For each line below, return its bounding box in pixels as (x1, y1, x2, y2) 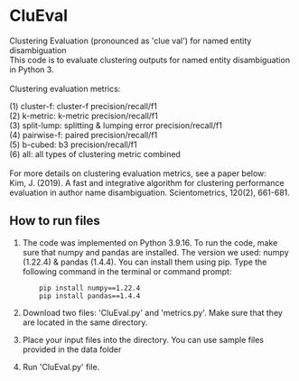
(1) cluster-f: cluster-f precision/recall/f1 (9, 100, 158, 111)
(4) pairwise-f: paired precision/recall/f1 (9, 129, 158, 140)
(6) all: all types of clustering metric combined (9, 148, 181, 159)
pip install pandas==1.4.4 (39, 291, 141, 301)
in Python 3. (9, 64, 54, 75)
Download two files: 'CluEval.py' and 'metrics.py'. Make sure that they (22, 307, 283, 318)
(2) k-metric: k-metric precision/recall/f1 (9, 110, 158, 121)
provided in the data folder (22, 344, 122, 355)
